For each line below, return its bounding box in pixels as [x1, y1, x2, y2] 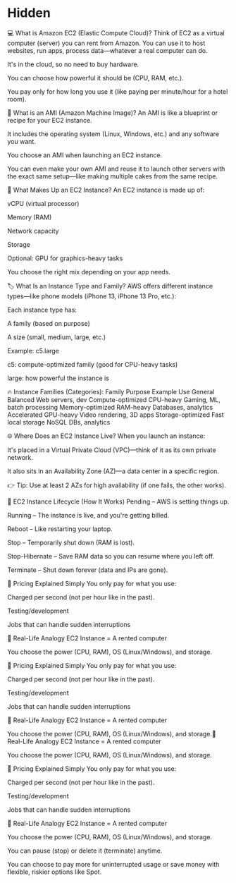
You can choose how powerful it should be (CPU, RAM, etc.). [7, 73, 185, 82]
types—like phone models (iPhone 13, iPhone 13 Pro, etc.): [7, 291, 177, 300]
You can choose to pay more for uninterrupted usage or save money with [7, 860, 220, 868]
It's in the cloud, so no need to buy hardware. [7, 60, 139, 68]
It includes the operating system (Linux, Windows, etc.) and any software [7, 129, 220, 138]
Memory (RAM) [7, 213, 52, 221]
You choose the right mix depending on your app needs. [7, 267, 171, 276]
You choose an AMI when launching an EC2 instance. [7, 150, 163, 159]
